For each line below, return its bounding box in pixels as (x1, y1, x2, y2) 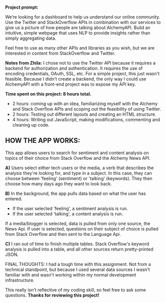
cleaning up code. (12, 122, 50, 128)
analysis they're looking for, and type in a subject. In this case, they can (5, 170, 152, 176)
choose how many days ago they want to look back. (5, 180, 112, 187)
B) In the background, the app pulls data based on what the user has (5, 190, 146, 196)
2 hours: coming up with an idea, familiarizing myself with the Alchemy (12, 101, 158, 107)
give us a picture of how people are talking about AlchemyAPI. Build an (5, 25, 151, 31)
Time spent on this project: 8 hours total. (5, 91, 92, 97)
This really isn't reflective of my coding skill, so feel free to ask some (5, 286, 146, 292)
